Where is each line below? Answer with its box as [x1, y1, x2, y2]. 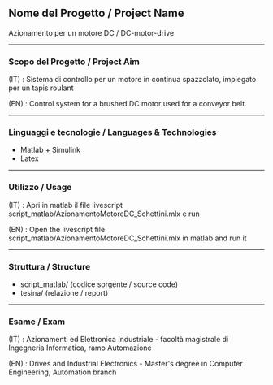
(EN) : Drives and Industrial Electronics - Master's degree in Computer [8, 359, 244, 369]
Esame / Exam [8, 316, 66, 327]
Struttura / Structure [8, 261, 91, 272]
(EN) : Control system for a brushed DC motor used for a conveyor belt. [8, 99, 247, 109]
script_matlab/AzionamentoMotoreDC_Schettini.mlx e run [8, 209, 201, 218]
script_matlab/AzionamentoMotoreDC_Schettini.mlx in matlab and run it [8, 233, 247, 243]
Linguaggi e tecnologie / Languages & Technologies [8, 127, 217, 138]
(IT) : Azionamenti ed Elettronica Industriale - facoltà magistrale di [8, 335, 229, 344]
